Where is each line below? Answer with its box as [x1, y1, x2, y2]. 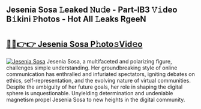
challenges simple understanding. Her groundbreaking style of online [6, 64, 178, 71]
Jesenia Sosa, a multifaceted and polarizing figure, [46, 58, 172, 65]
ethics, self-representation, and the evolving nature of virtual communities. [6, 77, 191, 84]
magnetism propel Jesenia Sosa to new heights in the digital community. [6, 96, 185, 103]
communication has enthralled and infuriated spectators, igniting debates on [6, 71, 195, 77]
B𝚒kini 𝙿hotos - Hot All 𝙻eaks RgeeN [6, 14, 146, 25]
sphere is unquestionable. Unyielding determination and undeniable [6, 90, 173, 96]
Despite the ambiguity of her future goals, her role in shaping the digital [6, 83, 183, 90]
